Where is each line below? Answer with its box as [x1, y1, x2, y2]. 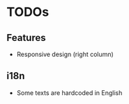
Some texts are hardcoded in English [16, 88, 123, 97]
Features [6, 32, 46, 44]
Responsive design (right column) [16, 50, 114, 58]
